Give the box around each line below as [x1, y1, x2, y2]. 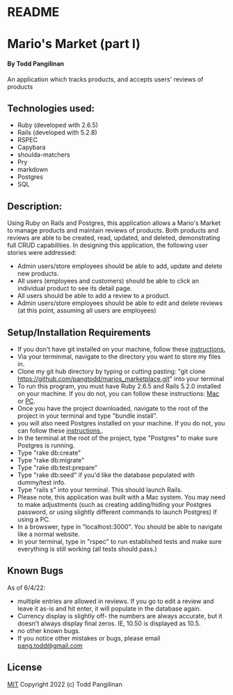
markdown [17, 165, 49, 174]
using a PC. [17, 515, 51, 524]
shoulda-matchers [17, 150, 71, 159]
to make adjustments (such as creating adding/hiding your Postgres [17, 501, 212, 509]
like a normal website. [17, 530, 80, 538]
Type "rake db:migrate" [17, 456, 85, 464]
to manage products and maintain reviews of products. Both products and [7, 226, 219, 235]
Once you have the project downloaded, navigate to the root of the [17, 405, 209, 413]
